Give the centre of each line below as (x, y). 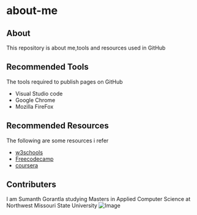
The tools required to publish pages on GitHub (65, 82)
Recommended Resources (58, 126)
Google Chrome (35, 100)
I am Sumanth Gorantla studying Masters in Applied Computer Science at (98, 199)
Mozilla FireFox (34, 106)
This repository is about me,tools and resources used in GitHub (86, 48)
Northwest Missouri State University (52, 206)
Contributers (32, 185)
